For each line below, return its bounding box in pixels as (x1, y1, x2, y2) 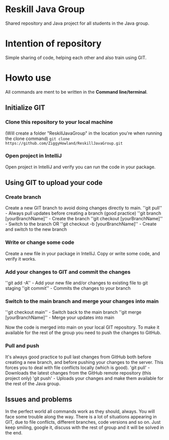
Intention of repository (5, 38, 102, 49)
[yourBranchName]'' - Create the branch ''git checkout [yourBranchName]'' (5, 216, 163, 222)
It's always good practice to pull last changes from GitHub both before (5, 354, 151, 360)
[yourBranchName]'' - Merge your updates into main (5, 315, 115, 321)
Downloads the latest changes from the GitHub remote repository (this (5, 369, 151, 376)
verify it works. (5, 256, 36, 262)
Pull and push (5, 342, 39, 349)
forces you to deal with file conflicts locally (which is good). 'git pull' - (5, 364, 150, 370)
